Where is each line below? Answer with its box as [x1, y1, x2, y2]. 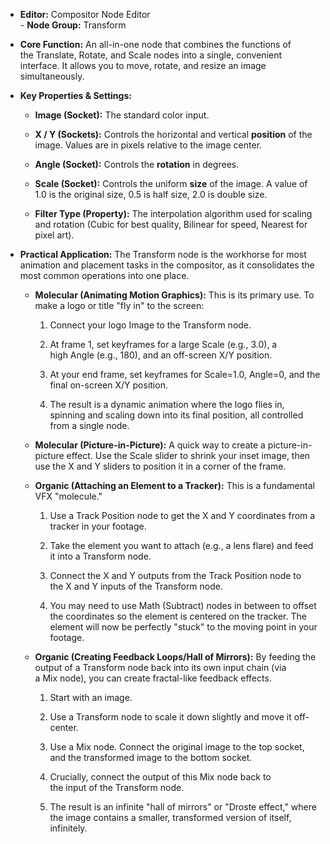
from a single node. [49, 420, 130, 431]
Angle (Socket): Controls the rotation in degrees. [34, 159, 240, 170]
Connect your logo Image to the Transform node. [49, 319, 252, 331]
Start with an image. [49, 692, 133, 703]
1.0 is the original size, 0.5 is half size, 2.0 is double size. [34, 189, 268, 200]
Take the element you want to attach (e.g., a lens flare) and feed [49, 540, 314, 551]
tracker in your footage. [49, 520, 147, 532]
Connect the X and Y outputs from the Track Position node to [49, 570, 302, 581]
